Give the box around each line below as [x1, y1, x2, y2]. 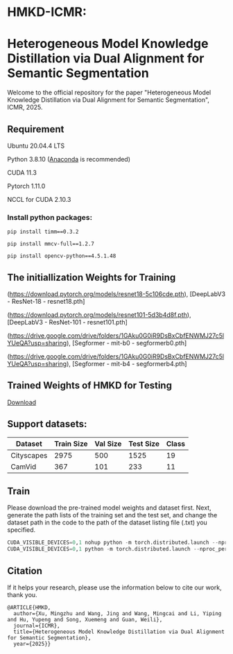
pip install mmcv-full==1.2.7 [7, 241, 95, 248]
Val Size [94, 438, 122, 448]
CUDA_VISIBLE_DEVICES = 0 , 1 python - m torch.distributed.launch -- [7, 546, 200, 553]
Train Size [54, 438, 88, 448]
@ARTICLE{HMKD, [7, 604, 51, 611]
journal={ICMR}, [13, 622, 60, 630]
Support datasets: [7, 418, 87, 430]
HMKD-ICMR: [7, 4, 87, 20]
